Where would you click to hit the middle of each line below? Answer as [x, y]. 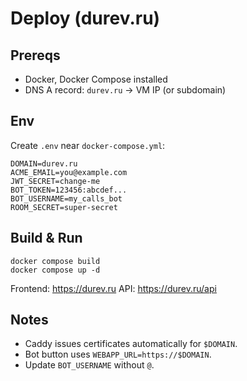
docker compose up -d [55, 270]
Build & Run [46, 238]
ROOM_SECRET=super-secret [64, 207]
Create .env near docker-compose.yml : [88, 145]
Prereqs [35, 55]
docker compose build [55, 261]
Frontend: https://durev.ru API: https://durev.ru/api [113, 288]
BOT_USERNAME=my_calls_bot [66, 198]
